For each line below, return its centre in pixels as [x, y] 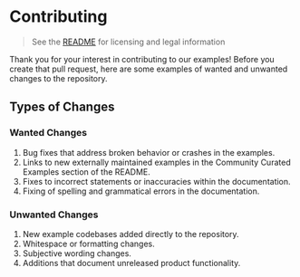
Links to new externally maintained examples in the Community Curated [157, 162]
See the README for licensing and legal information [128, 42]
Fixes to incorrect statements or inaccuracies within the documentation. [157, 181]
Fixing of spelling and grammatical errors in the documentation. [141, 191]
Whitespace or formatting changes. [89, 244]
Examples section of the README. [87, 172]
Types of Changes [62, 107]
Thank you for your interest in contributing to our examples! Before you [142, 59]
